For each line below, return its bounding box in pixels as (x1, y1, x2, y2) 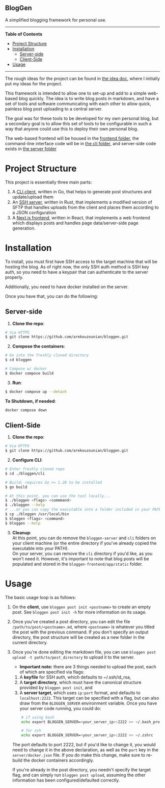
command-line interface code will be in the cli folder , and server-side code (5, 140, 156, 146)
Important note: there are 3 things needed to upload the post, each (19, 663, 156, 669)
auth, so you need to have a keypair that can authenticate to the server (5, 269, 148, 275)
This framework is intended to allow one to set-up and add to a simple (5, 90, 147, 96)
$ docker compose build (5, 370, 54, 376)
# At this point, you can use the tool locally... (5, 493, 111, 499)
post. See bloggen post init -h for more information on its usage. (12, 609, 147, 615)
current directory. (12, 639, 48, 645)
